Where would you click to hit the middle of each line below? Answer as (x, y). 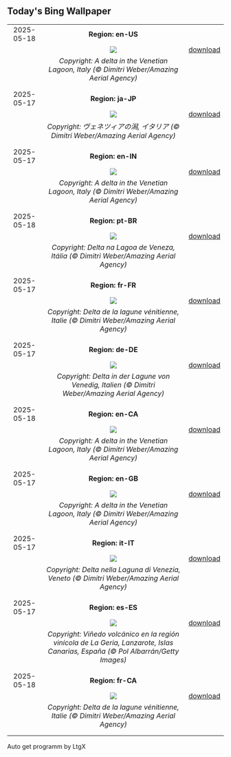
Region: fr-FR (113, 285)
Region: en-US (113, 34)
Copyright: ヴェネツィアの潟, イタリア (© (113, 127)
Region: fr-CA (113, 680)
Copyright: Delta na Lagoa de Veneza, (113, 247)
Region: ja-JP (113, 98)
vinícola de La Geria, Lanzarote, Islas (113, 642)
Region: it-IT (113, 542)
